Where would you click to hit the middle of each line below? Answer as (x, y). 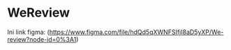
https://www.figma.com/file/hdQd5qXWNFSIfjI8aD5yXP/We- (136, 32)
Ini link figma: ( (29, 32)
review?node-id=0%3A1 (42, 39)
